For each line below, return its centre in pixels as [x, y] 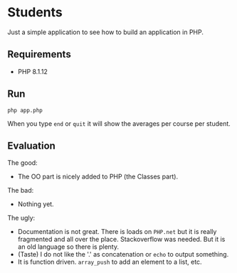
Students [35, 12]
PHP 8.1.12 [32, 71]
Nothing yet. [36, 204]
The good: [22, 163]
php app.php [25, 110]
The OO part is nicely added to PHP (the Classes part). [98, 177]
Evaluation [31, 145]
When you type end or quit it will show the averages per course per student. [119, 123]
